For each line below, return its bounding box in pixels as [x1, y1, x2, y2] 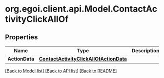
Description [131, 47, 160, 54]
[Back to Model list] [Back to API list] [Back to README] [5, 68, 117, 74]
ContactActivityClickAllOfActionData [39, 56, 127, 62]
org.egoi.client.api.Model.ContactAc [5, 3, 158, 15]
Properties [5, 33, 38, 41]
